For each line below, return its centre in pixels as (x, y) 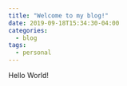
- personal (34, 53)
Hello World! (29, 75)
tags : (17, 45)
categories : (28, 30)
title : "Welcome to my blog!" (59, 16)
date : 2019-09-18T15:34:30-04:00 (64, 23)
